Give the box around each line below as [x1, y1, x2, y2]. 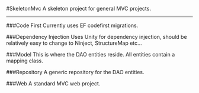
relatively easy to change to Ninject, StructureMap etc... [6, 39, 142, 46]
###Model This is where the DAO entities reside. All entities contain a [6, 51, 175, 58]
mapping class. [6, 57, 43, 64]
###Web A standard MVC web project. [6, 80, 101, 87]
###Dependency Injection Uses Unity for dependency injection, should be [6, 34, 188, 40]
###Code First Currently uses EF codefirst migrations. [6, 22, 139, 29]
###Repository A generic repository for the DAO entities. [6, 69, 145, 75]
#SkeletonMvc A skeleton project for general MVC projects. [6, 5, 151, 12]
